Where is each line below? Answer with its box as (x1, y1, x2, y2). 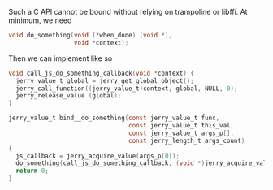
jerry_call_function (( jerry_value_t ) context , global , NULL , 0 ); (15, 84, 238, 93)
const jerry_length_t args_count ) (128, 136, 245, 145)
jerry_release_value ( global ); (15, 92, 122, 100)
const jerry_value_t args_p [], (128, 129, 234, 137)
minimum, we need (8, 15, 72, 25)
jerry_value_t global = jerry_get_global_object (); (15, 76, 195, 84)
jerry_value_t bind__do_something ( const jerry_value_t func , (8, 114, 220, 123)
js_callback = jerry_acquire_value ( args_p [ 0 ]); (15, 152, 180, 160)
